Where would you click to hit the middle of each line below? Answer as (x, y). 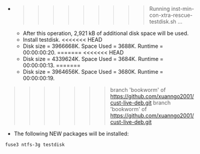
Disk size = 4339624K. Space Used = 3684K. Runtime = (93, 59)
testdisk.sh (163, 21)
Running (160, 9)
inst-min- (182, 9)
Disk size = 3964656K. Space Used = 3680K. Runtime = (93, 72)
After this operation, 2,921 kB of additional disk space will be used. (106, 33)
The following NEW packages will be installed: (71, 133)
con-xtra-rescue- (171, 15)
